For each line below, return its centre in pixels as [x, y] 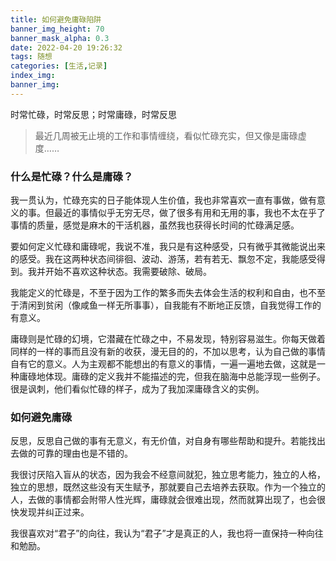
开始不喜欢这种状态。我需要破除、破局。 [128, 272]
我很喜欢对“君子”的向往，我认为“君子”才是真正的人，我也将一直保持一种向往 [167, 533]
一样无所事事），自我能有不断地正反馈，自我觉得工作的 [209, 305]
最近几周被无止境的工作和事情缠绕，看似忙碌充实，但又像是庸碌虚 [170, 135]
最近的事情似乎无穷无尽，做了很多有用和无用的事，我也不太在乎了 [189, 213]
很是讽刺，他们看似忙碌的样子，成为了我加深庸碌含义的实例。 [137, 389]
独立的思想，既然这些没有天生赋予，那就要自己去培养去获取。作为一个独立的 [168, 487]
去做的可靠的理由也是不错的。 [71, 453]
